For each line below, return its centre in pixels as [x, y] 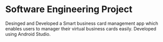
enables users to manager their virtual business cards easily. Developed [81, 28]
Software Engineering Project [69, 9]
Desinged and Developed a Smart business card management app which [82, 23]
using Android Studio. [28, 34]
